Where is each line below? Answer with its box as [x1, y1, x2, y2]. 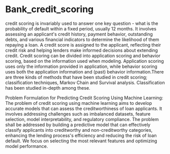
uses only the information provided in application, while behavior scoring [5, 63, 157, 69]
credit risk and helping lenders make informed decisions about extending [5, 47, 158, 53]
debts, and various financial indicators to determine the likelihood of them [5, 36, 159, 43]
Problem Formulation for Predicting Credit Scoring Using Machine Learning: [5, 95, 163, 101]
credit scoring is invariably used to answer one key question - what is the [5, 20, 158, 26]
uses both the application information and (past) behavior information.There [5, 68, 164, 74]
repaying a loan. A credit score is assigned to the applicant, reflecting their [5, 42, 161, 48]
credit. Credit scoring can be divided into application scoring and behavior [5, 52, 161, 59]
